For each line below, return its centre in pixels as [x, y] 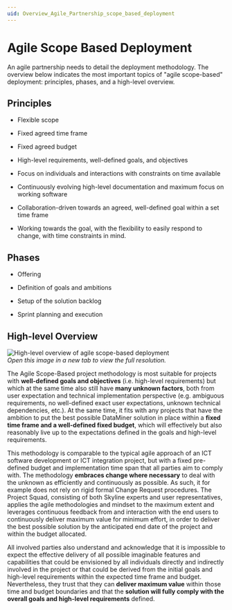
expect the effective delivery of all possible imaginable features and [104, 555]
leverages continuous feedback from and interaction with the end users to [113, 512]
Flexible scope [38, 120]
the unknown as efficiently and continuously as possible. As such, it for [109, 482]
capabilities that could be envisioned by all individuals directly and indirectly [116, 562]
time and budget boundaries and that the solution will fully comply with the [116, 591]
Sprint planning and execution [60, 315]
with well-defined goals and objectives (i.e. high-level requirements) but [111, 381]
